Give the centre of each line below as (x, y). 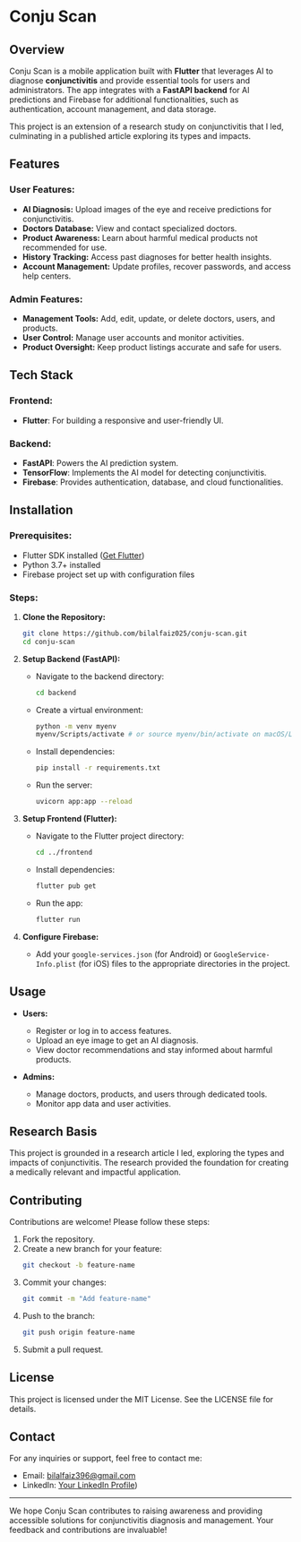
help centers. (47, 276)
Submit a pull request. (63, 1349)
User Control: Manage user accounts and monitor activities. (133, 337)
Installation (41, 510)
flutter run (58, 919)
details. (23, 1408)
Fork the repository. (59, 1239)
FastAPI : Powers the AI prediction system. (100, 462)
